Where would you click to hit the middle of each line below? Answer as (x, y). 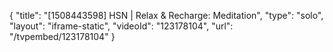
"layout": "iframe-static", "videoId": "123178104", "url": (121, 26)
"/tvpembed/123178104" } (62, 36)
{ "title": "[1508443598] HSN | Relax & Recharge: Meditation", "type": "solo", (166, 15)
